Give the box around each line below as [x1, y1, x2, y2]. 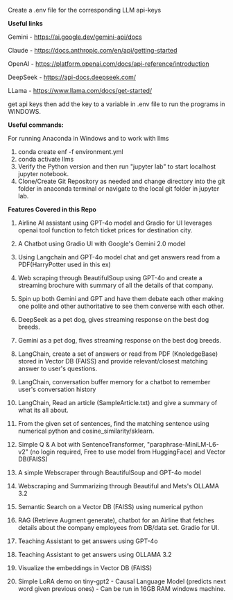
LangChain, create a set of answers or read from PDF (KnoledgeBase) [17, 350, 218, 358]
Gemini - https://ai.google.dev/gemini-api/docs [8, 33, 142, 41]
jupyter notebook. [17, 170, 69, 178]
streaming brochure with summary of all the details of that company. [17, 281, 214, 289]
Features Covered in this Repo [8, 205, 96, 214]
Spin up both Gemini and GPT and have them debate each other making [17, 295, 224, 302]
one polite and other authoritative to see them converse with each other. [17, 302, 225, 310]
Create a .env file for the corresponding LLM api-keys [8, 6, 162, 14]
